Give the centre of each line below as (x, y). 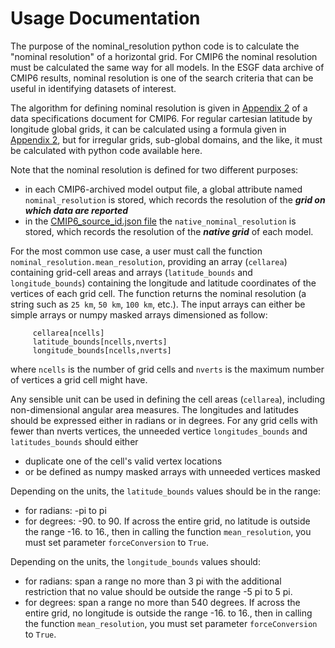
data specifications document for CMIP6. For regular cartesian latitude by (161, 118)
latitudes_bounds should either (74, 441)
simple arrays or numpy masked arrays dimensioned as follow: (139, 314)
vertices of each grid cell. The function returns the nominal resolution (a (158, 293)
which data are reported (76, 210)
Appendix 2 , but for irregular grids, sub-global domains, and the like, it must (166, 139)
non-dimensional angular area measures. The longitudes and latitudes (154, 409)
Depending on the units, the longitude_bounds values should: (135, 561)
